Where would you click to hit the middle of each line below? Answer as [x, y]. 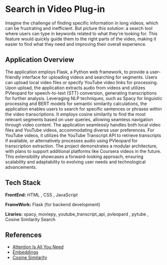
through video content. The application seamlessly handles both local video [83, 125]
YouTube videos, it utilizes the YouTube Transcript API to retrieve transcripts [83, 135]
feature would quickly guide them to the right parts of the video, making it [81, 39]
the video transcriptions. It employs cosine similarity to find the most [76, 114]
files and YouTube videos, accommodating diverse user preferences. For [80, 130]
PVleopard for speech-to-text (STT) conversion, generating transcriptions [81, 93]
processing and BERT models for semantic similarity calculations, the [76, 104]
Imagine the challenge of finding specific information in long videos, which [82, 23]
